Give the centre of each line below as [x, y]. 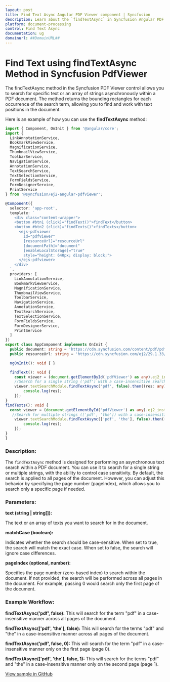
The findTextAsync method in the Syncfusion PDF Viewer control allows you [85, 88]
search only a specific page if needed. [45, 489]
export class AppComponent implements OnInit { [56, 345]
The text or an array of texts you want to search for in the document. [77, 523]
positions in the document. [33, 109]
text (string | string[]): [29, 513]
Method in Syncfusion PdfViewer [76, 74]
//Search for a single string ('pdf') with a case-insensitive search [90, 382]
